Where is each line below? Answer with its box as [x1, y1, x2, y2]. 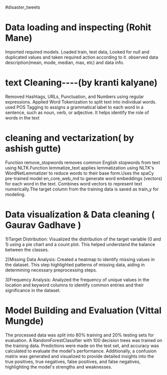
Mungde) [5, 315, 44, 326]
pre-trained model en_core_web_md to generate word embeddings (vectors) [5, 175, 163, 181]
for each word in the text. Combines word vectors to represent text [5, 180, 143, 186]
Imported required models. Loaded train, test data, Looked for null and [5, 48, 150, 54]
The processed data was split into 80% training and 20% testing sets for [5, 332, 155, 338]
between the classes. [5, 246, 49, 252]
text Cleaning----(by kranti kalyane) [5, 77, 158, 88]
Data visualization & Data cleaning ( [5, 209, 155, 220]
